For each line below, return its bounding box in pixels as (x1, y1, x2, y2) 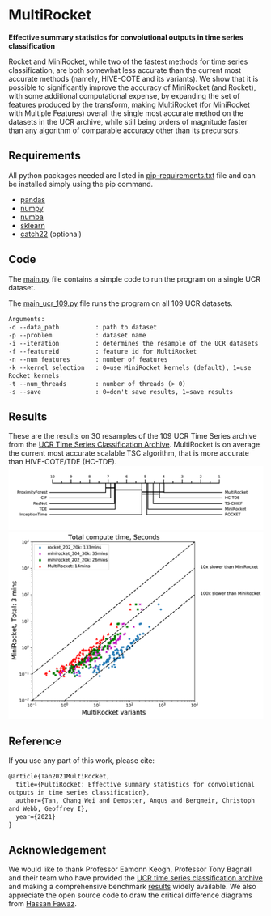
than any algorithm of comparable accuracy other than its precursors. (8, 125, 240, 135)
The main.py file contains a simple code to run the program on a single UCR (8, 274, 261, 284)
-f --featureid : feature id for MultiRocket (8, 347, 197, 355)
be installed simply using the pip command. (8, 179, 154, 189)
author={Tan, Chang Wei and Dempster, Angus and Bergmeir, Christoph (15, 797, 255, 805)
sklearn (19, 220, 46, 230)
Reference (8, 734, 62, 748)
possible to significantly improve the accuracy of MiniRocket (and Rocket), (8, 83, 256, 92)
